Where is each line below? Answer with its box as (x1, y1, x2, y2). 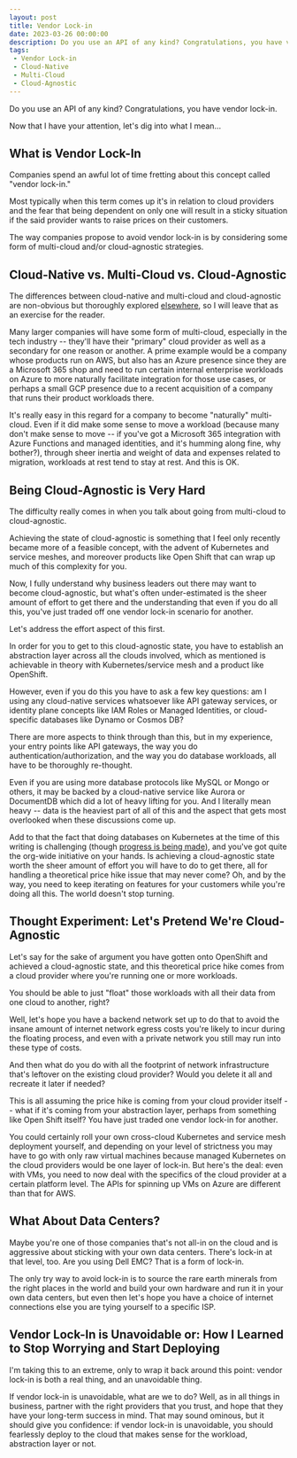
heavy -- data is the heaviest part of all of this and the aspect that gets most (9, 806, 287, 816)
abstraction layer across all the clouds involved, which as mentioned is (9, 651, 267, 661)
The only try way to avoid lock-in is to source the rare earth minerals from (9, 1273, 278, 1283)
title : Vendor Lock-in (9, 21, 93, 30)
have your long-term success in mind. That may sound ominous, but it (9, 1410, 265, 1421)
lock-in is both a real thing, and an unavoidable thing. (9, 1374, 202, 1384)
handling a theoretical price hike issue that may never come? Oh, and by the (9, 869, 286, 880)
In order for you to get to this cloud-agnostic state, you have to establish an (9, 641, 285, 651)
